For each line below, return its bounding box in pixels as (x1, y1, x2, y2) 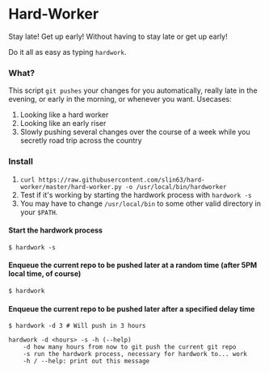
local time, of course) (8, 269, 82, 279)
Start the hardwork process (8, 225, 103, 235)
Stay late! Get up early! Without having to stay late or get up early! (8, 31, 228, 41)
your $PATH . (19, 207, 58, 216)
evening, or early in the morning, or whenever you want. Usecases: (8, 94, 232, 104)
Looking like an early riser (19, 119, 107, 128)
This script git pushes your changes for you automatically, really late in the (8, 86, 258, 95)
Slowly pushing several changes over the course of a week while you (19, 127, 250, 137)
